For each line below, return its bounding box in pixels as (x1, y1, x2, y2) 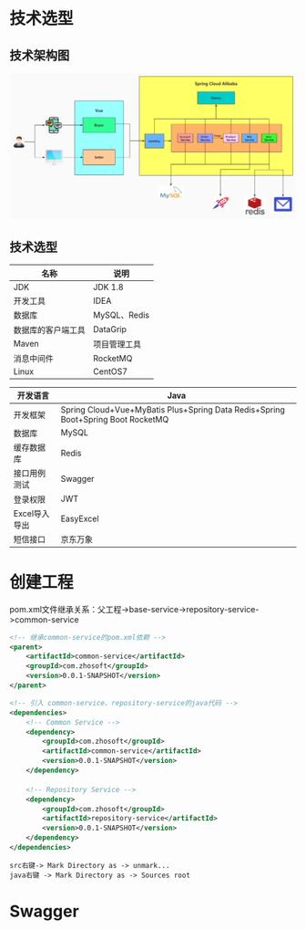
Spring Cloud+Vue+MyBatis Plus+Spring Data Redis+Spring (60, 403, 285, 415)
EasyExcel (60, 513, 99, 525)
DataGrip (93, 324, 127, 335)
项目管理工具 (93, 339, 141, 350)
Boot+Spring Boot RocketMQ (60, 413, 169, 424)
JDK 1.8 (93, 281, 125, 292)
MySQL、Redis (93, 309, 150, 320)
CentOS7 (93, 366, 128, 377)
